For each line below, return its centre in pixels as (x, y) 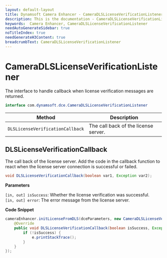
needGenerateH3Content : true (35, 38)
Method (46, 117)
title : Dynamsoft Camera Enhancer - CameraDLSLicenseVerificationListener (84, 14)
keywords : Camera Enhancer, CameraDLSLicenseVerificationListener (77, 24)
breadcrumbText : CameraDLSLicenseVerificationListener (63, 42)
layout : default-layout (30, 10)
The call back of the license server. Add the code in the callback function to (83, 161)
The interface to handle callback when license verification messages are (80, 91)
